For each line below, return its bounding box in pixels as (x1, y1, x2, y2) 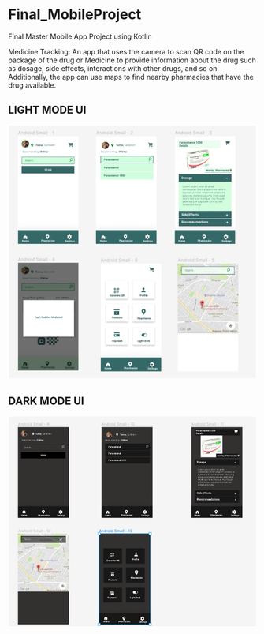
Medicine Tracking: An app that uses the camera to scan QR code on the (8, 47, 244, 56)
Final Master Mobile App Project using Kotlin (8, 32, 152, 41)
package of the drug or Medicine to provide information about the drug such (8, 55, 256, 65)
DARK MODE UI (8, 395, 84, 408)
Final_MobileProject (8, 6, 142, 24)
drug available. (8, 81, 57, 90)
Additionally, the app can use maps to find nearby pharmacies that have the (8, 72, 254, 81)
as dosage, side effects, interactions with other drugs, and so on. (8, 63, 219, 73)
